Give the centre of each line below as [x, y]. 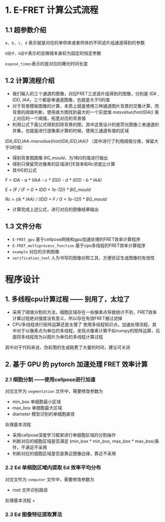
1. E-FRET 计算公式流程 [52, 10]
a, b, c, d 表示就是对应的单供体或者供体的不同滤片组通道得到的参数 [75, 43]
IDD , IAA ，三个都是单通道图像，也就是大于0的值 [61, 100]
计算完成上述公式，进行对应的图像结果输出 [55, 209]
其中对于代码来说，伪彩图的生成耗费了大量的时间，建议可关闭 [68, 347]
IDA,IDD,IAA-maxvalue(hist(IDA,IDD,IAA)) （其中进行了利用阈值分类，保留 [80, 141]
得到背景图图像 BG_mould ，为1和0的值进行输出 [60, 158]
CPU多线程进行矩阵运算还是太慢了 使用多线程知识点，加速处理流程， [82, 324]
